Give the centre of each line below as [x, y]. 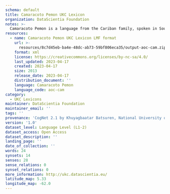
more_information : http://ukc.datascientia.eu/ [56, 174]
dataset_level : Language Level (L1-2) [46, 127]
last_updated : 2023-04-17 [42, 62]
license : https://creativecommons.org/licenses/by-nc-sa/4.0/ [81, 57]
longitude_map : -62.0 [28, 184]
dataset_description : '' [31, 137]
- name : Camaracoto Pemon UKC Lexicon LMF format [63, 38]
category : [16, 94]
